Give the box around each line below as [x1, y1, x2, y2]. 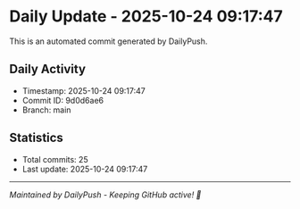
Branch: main [21, 104, 71, 115]
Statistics [9, 130, 64, 146]
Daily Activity [9, 62, 87, 77]
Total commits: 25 [21, 154, 88, 164]
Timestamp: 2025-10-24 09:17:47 [21, 85, 146, 96]
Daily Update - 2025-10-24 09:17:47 [9, 6, 283, 27]
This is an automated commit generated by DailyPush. [9, 36, 208, 46]
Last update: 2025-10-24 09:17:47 [21, 163, 148, 174]
